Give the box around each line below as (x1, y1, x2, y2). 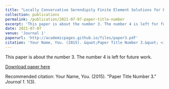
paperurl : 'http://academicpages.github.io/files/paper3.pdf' (5, 36, 138, 41)
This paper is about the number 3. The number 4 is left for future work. (5, 54, 152, 60)
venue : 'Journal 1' (5, 31, 46, 36)
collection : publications (5, 12, 59, 17)
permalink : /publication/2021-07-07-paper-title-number (5, 17, 125, 22)
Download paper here (5, 63, 50, 69)
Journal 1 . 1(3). (5, 78, 36, 84)
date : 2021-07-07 (5, 26, 42, 31)
